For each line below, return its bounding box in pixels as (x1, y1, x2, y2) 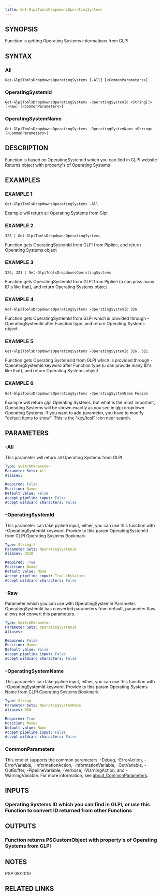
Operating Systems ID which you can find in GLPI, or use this (5, 801, 150, 808)
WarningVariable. (5, 772, 40, 778)
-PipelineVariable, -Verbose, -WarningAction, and (26, 767, 125, 773)
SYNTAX (5, 52, 32, 60)
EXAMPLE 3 (5, 259, 34, 266)
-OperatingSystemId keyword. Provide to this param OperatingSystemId (5, 528, 148, 534)
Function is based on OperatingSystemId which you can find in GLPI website (5, 156, 157, 163)
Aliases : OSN (5, 707, 31, 712)
